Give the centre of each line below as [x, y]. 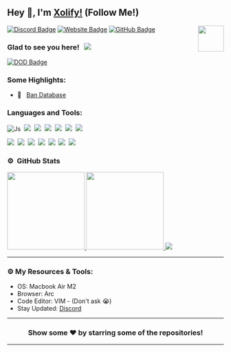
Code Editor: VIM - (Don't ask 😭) [64, 301]
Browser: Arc [36, 294]
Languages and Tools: [45, 113]
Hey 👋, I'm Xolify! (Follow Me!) [73, 13]
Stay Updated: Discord [49, 309]
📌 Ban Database [42, 95]
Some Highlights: [37, 80]
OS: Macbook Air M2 [47, 287]
